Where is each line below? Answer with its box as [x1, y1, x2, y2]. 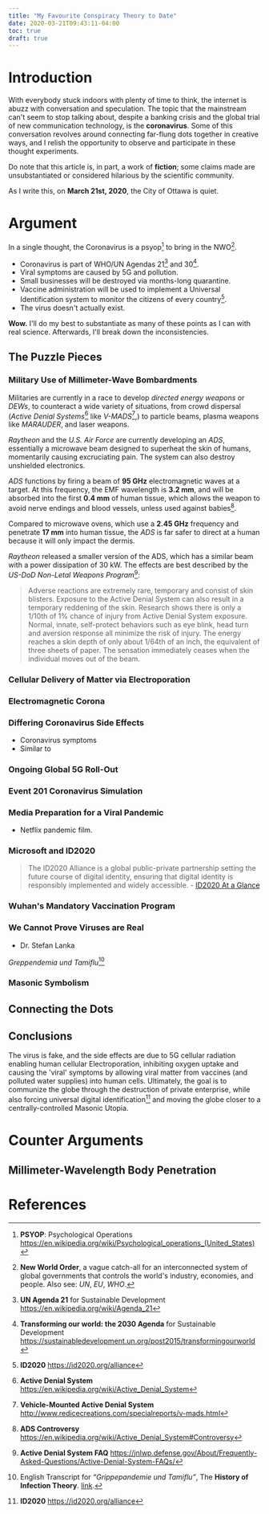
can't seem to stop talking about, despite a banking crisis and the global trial [8, 112, 260, 122]
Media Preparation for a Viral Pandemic [8, 806, 164, 818]
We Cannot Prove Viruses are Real [8, 922, 144, 933]
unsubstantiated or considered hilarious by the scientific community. [8, 170, 235, 181]
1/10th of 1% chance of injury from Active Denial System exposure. [27, 611, 248, 621]
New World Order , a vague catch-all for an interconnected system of [19, 1262, 248, 1271]
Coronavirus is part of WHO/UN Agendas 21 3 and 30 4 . [19, 258, 199, 269]
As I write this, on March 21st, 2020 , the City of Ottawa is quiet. [8, 186, 219, 196]
